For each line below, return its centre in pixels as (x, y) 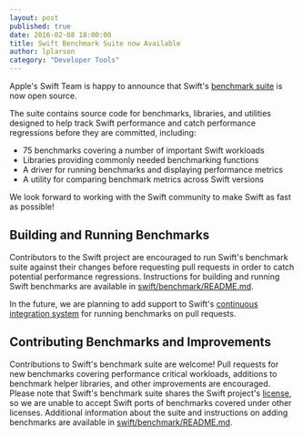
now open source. (43, 96)
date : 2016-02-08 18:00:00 (61, 35)
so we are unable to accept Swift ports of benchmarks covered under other (151, 402)
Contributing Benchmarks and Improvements (140, 342)
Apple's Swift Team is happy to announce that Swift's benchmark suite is (146, 86)
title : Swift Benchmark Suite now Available (95, 43)
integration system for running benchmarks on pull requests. (123, 313)
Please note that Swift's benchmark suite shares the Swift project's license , (151, 393)
